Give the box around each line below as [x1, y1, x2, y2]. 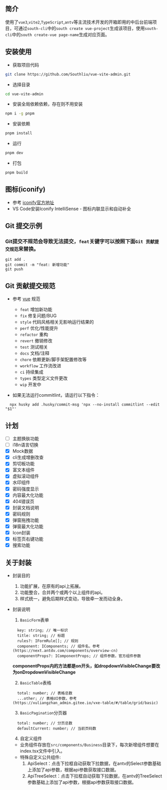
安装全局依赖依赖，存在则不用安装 [12, 101, 83, 107]
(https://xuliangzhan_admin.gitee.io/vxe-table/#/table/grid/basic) [12, 700, 158, 705]
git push [5, 267, 23, 272]
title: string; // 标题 [17, 633, 65, 638]
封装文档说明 [12, 504, 39, 510]
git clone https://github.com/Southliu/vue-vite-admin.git [5, 72, 131, 77]
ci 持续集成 [19, 369, 43, 375]
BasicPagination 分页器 [19, 709, 67, 715]
